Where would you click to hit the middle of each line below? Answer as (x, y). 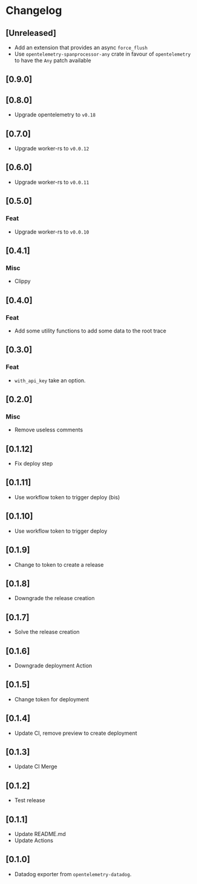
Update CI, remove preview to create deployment (76, 733)
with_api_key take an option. (50, 380)
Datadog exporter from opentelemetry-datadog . (73, 874)
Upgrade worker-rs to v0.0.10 (52, 232)
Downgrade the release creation (54, 598)
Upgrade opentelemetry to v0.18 (55, 115)
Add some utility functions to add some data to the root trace (90, 331)
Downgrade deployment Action (53, 666)
